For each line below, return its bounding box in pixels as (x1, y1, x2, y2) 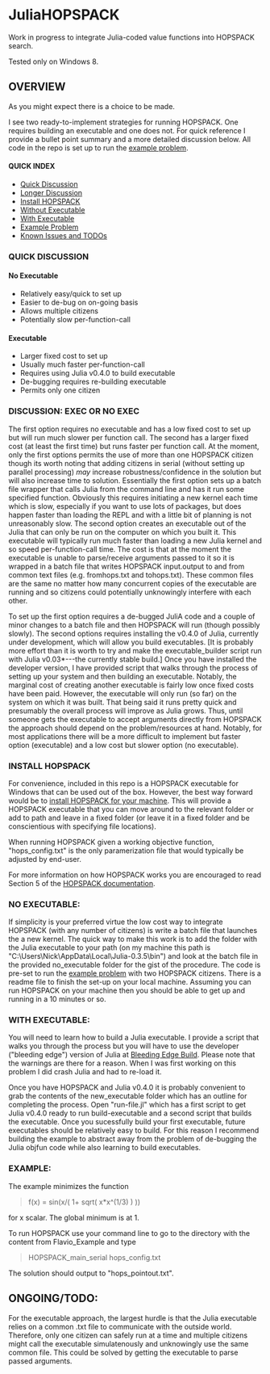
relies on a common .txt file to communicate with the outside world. (8, 1321, 232, 1331)
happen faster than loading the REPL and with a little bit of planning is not (8, 510, 252, 519)
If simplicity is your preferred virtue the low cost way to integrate (8, 917, 223, 927)
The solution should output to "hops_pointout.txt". (8, 1268, 174, 1278)
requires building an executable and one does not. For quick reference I (8, 125, 246, 135)
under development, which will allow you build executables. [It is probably (8, 637, 254, 647)
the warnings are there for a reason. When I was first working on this (8, 1058, 236, 1068)
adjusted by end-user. (8, 854, 82, 863)
